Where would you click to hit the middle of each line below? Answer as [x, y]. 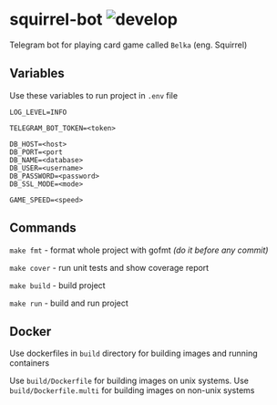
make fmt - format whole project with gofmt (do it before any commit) [139, 250]
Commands [43, 228]
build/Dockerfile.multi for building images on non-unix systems [132, 390]
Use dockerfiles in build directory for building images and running [133, 353]
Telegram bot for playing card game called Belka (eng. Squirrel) [128, 45]
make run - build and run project [69, 303]
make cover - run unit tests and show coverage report [109, 267]
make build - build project [58, 285]
